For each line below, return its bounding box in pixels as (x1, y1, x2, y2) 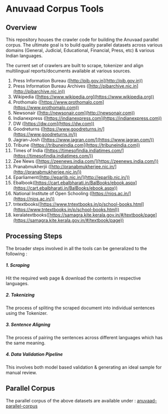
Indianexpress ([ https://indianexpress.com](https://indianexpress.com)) (13, 115, 162, 121)
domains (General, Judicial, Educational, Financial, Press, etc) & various (6, 48, 155, 53)
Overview (6, 23, 37, 32)
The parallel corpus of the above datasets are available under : (6, 397, 136, 403)
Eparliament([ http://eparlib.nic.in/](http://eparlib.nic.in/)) (13, 174, 130, 180)
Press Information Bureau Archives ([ (13, 83, 90, 89)
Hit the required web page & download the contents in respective (6, 275, 141, 281)
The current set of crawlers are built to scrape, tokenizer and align (6, 63, 143, 68)
